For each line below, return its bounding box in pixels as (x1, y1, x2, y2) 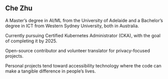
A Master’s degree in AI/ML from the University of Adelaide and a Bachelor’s (5, 17, 163, 23)
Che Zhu (5, 4, 33, 13)
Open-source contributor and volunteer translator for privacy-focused (5, 47, 150, 53)
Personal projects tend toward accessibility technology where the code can (5, 62, 162, 68)
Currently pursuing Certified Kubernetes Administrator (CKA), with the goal (5, 32, 161, 38)
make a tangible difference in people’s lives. (5, 68, 96, 74)
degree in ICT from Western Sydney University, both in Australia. (5, 23, 139, 29)
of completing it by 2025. (5, 38, 57, 44)
